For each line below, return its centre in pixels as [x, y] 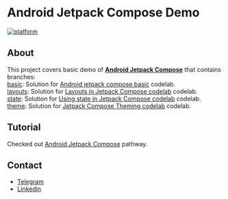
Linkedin [29, 189]
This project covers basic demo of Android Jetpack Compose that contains [114, 69]
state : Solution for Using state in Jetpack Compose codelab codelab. [104, 98]
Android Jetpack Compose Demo [103, 13]
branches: [21, 77]
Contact [25, 165]
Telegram [30, 182]
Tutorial [24, 128]
